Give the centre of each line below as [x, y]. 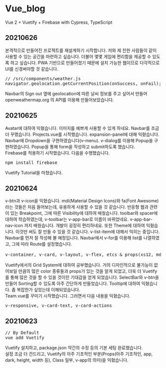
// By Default [22, 333]
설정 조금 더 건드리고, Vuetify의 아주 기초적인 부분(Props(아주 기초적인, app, [79, 354]
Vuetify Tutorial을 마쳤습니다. [34, 172]
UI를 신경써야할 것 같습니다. [32, 69]
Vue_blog [25, 9]
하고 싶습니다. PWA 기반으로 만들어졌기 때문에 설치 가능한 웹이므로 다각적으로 [85, 63]
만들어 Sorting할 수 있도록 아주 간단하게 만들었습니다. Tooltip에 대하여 [73, 284]
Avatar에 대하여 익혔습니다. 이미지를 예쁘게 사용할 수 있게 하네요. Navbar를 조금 [82, 128]
